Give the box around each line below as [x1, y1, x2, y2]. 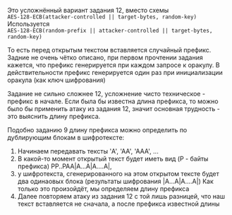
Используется [7, 20, 50, 28]
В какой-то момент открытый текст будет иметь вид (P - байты [17, 155, 209, 163]
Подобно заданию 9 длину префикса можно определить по [7, 126, 188, 134]
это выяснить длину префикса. [7, 112, 101, 120]
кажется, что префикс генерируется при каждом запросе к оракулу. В [7, 61, 220, 69]
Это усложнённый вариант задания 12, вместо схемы [7, 6, 169, 14]
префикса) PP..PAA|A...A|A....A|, [17, 162, 112, 170]
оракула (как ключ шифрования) [7, 76, 106, 84]
